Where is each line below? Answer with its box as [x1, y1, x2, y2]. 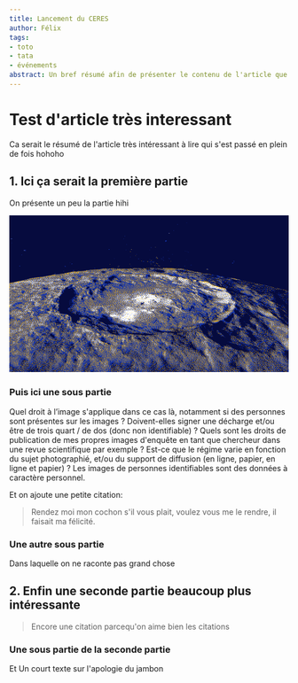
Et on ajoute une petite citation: [9, 489, 123, 500]
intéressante [9, 598, 82, 613]
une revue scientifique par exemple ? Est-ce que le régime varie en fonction [9, 444, 286, 454]
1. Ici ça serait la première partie [9, 174, 189, 190]
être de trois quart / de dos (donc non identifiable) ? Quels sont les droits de [9, 425, 286, 436]
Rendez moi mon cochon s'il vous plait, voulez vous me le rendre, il [30, 506, 277, 517]
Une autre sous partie [9, 538, 105, 550]
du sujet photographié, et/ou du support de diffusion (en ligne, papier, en [9, 453, 276, 464]
